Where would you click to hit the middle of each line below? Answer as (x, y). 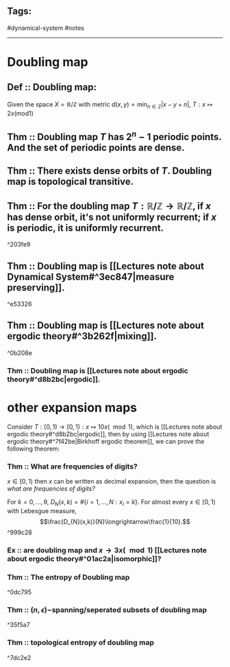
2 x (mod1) (21, 113)
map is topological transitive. (71, 182)
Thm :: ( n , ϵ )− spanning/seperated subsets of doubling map (107, 609)
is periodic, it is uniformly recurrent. (86, 228)
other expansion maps (72, 407)
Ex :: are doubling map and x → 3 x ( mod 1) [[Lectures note (107, 550)
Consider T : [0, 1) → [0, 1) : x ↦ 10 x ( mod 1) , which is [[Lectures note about (115, 427)
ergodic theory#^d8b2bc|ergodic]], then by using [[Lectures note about (108, 434)
